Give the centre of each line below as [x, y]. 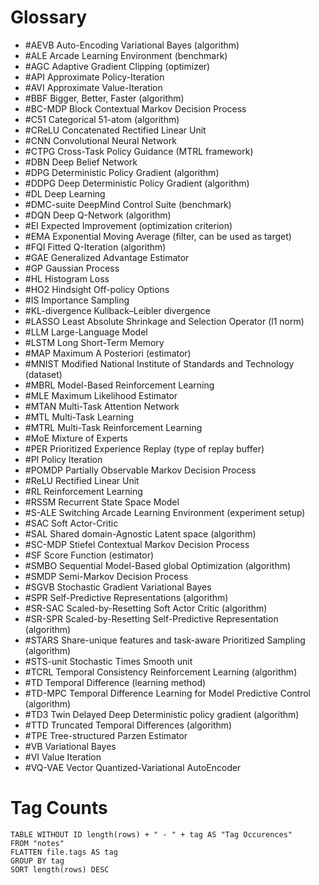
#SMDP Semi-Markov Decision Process [106, 576]
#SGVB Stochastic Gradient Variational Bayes [118, 587]
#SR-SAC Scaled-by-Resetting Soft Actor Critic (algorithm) [146, 608]
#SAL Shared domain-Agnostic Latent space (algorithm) [140, 533]
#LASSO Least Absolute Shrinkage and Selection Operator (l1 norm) [164, 321]
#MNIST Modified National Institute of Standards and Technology [159, 363]
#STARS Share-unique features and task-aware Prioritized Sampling [165, 640]
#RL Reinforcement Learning [83, 491]
